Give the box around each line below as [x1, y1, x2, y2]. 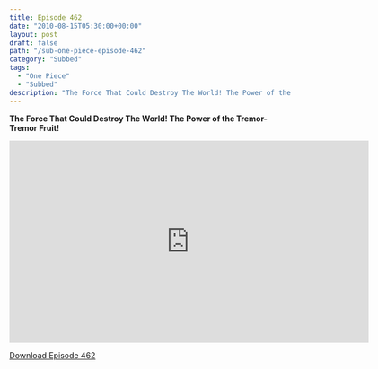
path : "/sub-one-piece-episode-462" [9, 47, 146, 56]
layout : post [9, 30, 58, 39]
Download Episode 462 [9, 349, 96, 360]
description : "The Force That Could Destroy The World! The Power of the [9, 88, 292, 97]
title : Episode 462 [9, 13, 83, 22]
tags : [9, 64, 30, 73]
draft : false [9, 38, 58, 48]
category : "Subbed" [9, 55, 83, 64]
